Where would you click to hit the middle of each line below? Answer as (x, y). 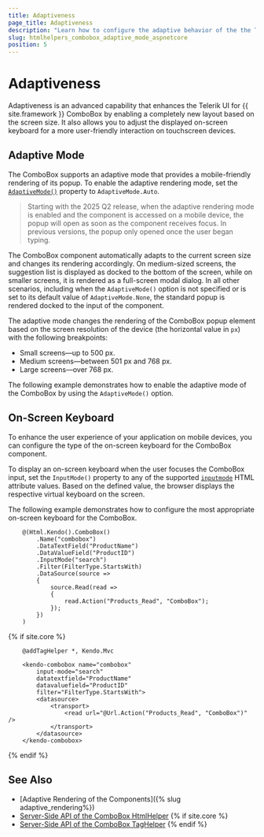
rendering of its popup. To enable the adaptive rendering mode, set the (123, 183)
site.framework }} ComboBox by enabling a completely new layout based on (131, 114)
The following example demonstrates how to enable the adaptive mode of (127, 385)
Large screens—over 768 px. (66, 369)
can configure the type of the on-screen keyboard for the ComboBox (120, 445)
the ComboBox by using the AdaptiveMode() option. (91, 393)
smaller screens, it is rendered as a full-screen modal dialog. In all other (124, 280)
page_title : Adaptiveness (50, 23)
